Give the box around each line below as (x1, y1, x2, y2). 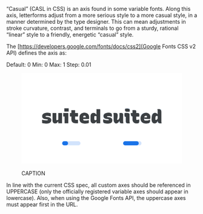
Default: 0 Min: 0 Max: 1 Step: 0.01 (6, 61, 92, 68)
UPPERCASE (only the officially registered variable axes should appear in (6, 188, 189, 195)
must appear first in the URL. (6, 201, 78, 209)
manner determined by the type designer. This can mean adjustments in (6, 18, 186, 25)
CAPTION (21, 170, 45, 177)
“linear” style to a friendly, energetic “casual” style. (6, 31, 134, 38)
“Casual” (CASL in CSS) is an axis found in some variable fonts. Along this (6, 5, 191, 12)
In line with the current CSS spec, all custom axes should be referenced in (6, 182, 191, 189)
